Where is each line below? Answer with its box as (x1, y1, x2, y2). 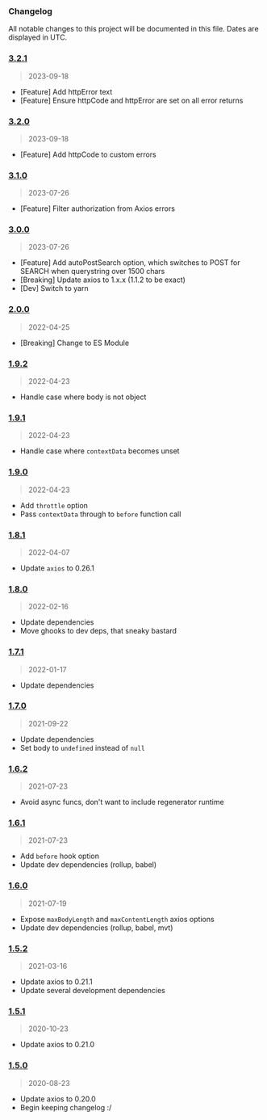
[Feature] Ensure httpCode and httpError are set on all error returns (19, 95, 244, 105)
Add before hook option (19, 851, 99, 861)
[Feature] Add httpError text (19, 86, 113, 96)
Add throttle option (19, 500, 89, 510)
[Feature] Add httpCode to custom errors (19, 149, 156, 159)
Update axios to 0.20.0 (19, 1093, 97, 1104)
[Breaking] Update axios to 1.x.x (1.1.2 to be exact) (19, 275, 186, 284)
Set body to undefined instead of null (19, 743, 145, 752)
